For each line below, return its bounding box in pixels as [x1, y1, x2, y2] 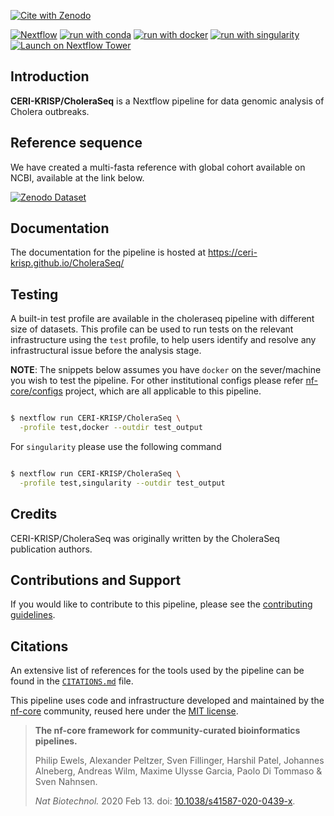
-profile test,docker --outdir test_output [19, 423, 203, 433]
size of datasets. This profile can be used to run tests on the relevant [10, 323, 294, 335]
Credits [10, 506, 58, 523]
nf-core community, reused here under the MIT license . [10, 705, 239, 717]
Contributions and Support [10, 571, 182, 589]
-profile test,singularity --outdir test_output [19, 478, 226, 488]
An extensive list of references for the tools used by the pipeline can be [10, 665, 305, 677]
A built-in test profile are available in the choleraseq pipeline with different [10, 313, 315, 325]
